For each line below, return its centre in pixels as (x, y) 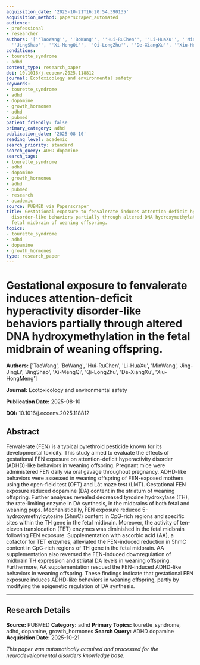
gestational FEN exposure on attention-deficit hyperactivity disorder (90, 459)
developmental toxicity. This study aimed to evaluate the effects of (88, 452)
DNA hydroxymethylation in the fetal (98, 337)
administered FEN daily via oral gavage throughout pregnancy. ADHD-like (96, 471)
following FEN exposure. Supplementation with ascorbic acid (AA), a (90, 535)
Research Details (38, 610)
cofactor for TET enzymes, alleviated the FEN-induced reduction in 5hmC (96, 541)
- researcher (22, 34)
